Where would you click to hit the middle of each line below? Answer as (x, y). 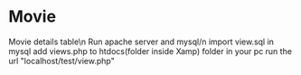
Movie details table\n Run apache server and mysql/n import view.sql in (141, 42)
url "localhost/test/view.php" (61, 61)
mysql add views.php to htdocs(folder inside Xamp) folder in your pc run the (150, 51)
